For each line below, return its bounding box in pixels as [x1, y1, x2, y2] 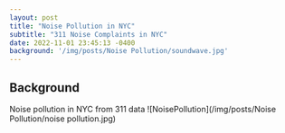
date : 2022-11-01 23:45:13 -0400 [9, 38, 136, 48]
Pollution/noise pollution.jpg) [9, 113, 116, 124]
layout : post [9, 13, 59, 22]
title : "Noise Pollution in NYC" [9, 22, 136, 31]
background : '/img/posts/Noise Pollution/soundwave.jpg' [9, 47, 229, 56]
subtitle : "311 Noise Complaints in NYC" [9, 30, 168, 39]
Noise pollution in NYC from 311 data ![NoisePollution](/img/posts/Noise [9, 103, 277, 114]
